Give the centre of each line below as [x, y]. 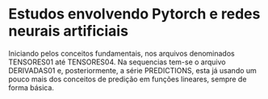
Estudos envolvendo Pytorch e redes [134, 14]
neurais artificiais [69, 31]
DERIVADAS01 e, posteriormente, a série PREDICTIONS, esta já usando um [132, 70]
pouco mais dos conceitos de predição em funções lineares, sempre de [128, 79]
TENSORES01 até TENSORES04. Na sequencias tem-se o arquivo [117, 62]
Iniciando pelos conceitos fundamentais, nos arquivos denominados [122, 53]
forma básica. [31, 87]
